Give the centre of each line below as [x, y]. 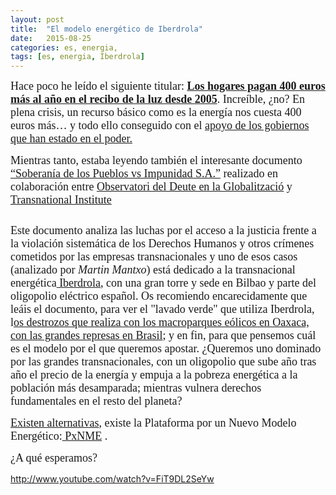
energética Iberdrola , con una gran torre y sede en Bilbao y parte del [163, 283]
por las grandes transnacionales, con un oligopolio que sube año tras [163, 362]
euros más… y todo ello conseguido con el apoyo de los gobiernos [160, 126]
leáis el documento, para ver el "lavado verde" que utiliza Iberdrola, [162, 309]
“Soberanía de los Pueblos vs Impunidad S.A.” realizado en [144, 174]
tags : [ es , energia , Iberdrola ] [77, 57]
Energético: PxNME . [59, 436]
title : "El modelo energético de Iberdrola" [106, 29]
